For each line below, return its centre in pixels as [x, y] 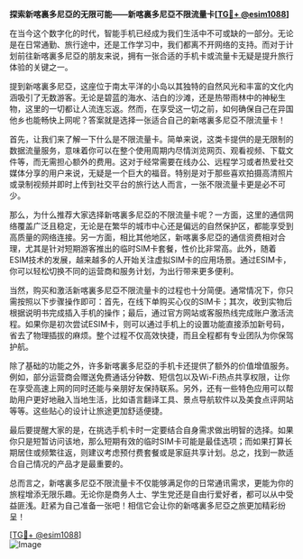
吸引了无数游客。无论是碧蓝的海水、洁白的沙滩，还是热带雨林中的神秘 [147, 97]
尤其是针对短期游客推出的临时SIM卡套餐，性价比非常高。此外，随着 [151, 248]
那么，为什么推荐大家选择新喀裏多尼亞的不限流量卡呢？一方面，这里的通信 [147, 215]
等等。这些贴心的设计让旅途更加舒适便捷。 [88, 411]
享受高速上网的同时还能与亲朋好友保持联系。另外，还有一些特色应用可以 [151, 388]
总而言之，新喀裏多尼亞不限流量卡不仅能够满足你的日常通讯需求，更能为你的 [151, 483]
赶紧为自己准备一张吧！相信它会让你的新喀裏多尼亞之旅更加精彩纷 [163, 505]
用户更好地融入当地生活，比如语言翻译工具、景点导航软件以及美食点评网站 [155, 399]
